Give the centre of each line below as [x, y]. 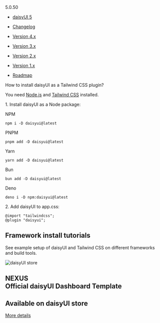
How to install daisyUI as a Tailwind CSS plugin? [54, 85]
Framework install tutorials [48, 235]
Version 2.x [24, 56]
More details [18, 315]
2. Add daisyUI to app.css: [32, 207]
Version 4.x [24, 36]
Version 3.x [24, 46]
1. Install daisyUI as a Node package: [43, 104]
